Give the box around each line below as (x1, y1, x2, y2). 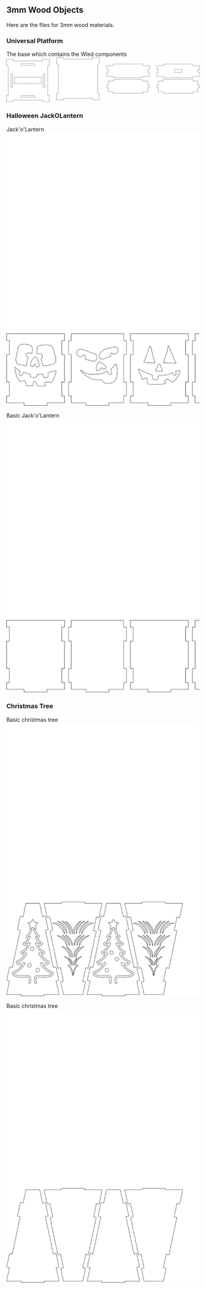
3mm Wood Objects (6, 5, 84, 15)
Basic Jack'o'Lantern (6, 412, 60, 419)
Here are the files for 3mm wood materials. (6, 21, 115, 28)
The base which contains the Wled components (6, 50, 127, 58)
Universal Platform (6, 36, 63, 45)
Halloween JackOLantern (6, 112, 83, 120)
